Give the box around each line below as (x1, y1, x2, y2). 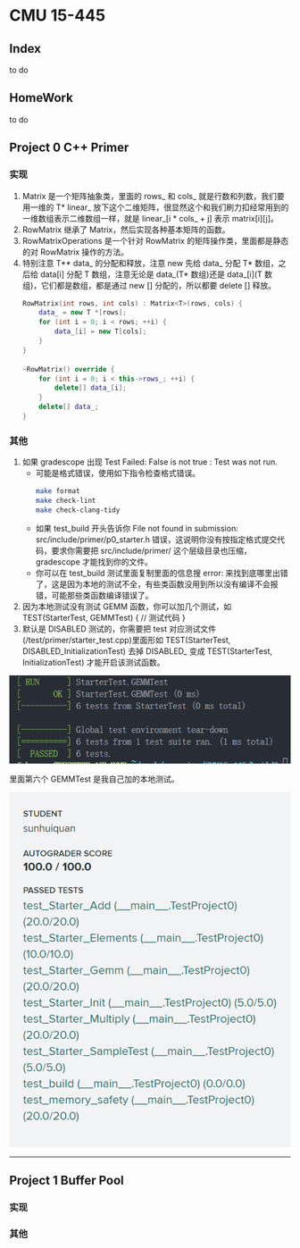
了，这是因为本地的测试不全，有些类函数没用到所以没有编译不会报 (35, 578, 279, 590)
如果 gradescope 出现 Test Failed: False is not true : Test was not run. (21, 456, 279, 467)
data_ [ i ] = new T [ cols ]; (54, 327, 147, 336)
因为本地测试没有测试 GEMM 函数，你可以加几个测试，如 (21, 600, 232, 612)
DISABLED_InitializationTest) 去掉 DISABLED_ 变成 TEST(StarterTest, (21, 645, 273, 657)
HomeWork (9, 90, 73, 105)
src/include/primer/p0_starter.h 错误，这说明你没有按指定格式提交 (35, 533, 278, 545)
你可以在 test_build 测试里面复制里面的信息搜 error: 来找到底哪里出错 (35, 567, 288, 578)
